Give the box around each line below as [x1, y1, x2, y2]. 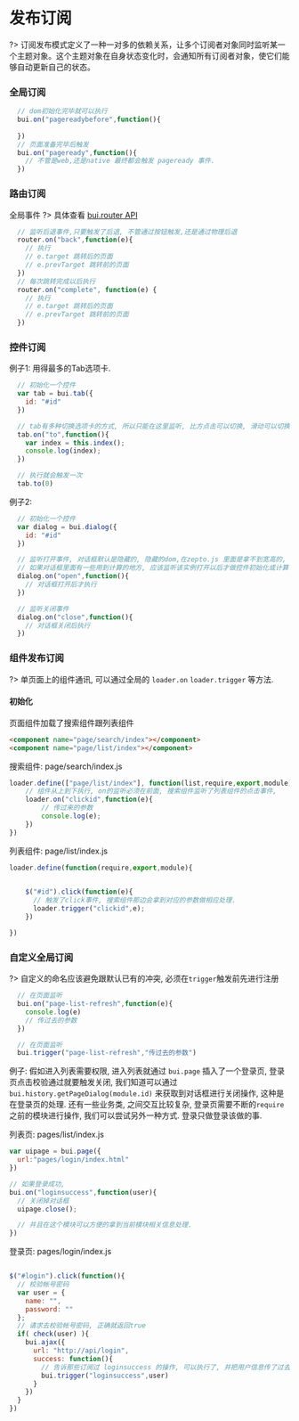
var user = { [17, 1288, 66, 1297]
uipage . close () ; [17, 1205, 77, 1213]
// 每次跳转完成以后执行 [17, 277, 96, 286]
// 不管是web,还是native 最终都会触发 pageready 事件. [25, 157, 215, 166]
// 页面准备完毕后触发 [17, 140, 89, 149]
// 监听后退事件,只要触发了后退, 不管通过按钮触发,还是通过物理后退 [17, 227, 238, 236]
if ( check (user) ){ [17, 1329, 90, 1339]
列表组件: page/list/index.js [9, 845, 109, 856]
